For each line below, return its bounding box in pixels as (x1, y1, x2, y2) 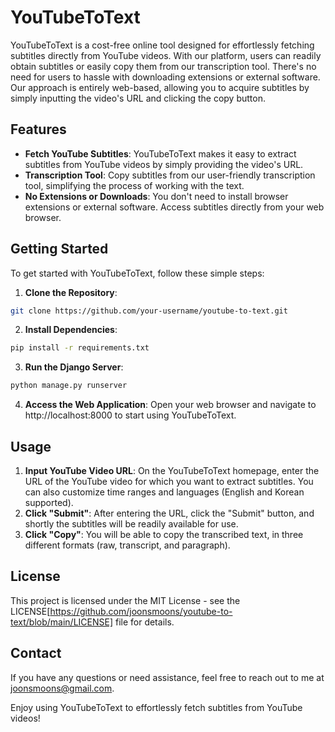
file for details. (114, 616, 175, 628)
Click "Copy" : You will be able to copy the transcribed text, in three (24, 529, 304, 540)
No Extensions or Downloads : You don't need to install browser (24, 190, 289, 202)
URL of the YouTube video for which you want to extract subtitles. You (24, 476, 314, 487)
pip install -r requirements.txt (10, 343, 150, 353)
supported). (24, 497, 74, 508)
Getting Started (10, 241, 109, 258)
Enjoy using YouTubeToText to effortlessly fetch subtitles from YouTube (10, 701, 303, 713)
